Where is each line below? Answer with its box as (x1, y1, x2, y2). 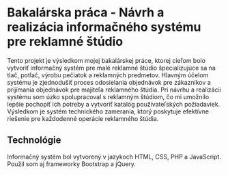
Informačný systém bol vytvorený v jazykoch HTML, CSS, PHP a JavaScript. (7, 152, 222, 161)
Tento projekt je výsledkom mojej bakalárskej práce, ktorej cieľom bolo (7, 56, 206, 64)
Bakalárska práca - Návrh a (7, 5, 165, 21)
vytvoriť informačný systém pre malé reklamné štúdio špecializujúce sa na (7, 64, 216, 72)
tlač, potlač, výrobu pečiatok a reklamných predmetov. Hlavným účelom (7, 70, 209, 79)
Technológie (7, 135, 61, 146)
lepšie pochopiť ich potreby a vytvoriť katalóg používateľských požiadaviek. (7, 100, 220, 108)
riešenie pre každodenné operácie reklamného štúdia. (7, 114, 159, 122)
